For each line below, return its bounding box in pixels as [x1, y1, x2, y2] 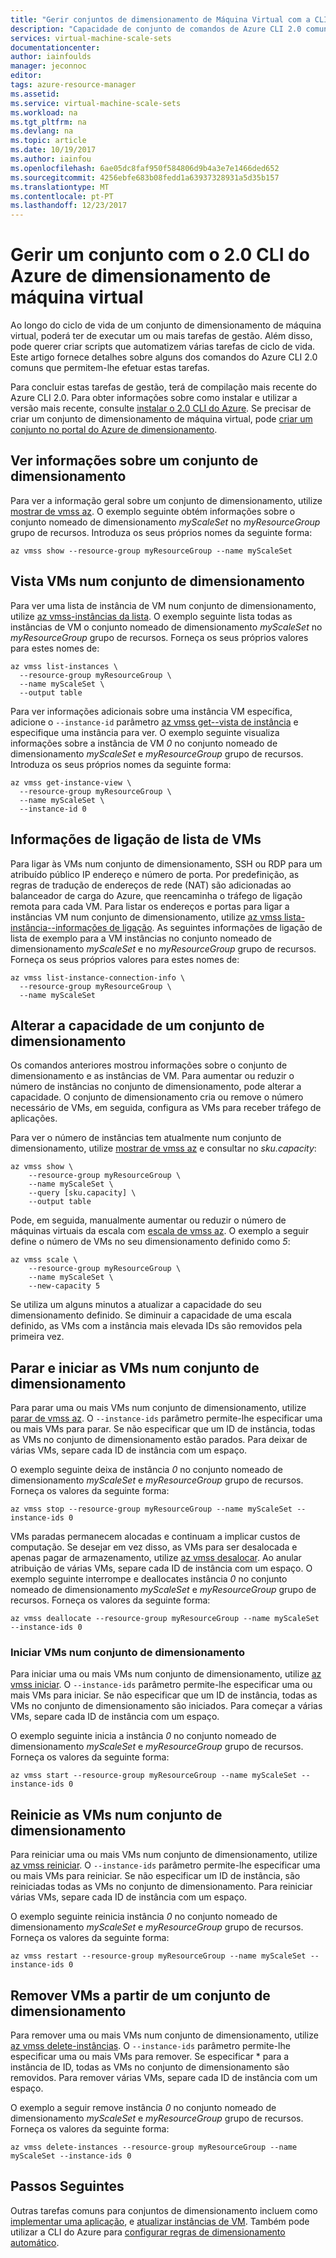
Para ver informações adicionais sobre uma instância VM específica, [10, 705, 293, 717]
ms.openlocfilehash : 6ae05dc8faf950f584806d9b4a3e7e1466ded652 [10, 163, 280, 173]
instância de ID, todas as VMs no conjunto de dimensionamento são [10, 2061, 290, 2073]
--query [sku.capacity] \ [28, 1188, 137, 1198]
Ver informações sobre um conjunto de [10, 452, 259, 470]
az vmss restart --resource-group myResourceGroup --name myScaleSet [10, 1951, 307, 1961]
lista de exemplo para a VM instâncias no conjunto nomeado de [10, 932, 272, 944]
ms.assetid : [10, 89, 60, 99]
